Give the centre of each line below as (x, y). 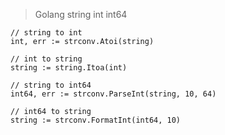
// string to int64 (51, 85)
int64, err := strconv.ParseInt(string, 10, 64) (113, 94)
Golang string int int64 (81, 14)
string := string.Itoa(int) (69, 68)
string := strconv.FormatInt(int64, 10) (96, 120)
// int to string (46, 59)
